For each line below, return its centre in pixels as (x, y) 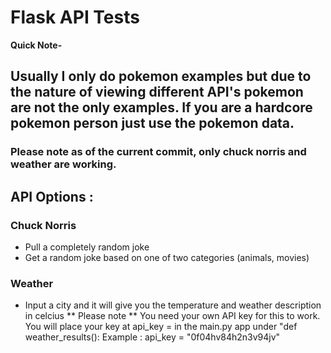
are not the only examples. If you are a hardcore (161, 107)
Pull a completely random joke (87, 247)
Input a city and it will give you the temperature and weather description (173, 305)
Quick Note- (36, 45)
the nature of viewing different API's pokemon (157, 92)
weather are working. (63, 164)
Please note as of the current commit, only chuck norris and (158, 152)
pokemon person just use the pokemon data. (152, 123)
